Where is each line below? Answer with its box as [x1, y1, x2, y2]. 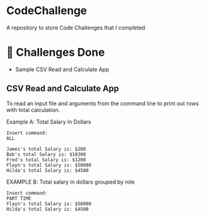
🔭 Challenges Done [6, 45, 105, 59]
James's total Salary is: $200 [6, 146, 86, 152]
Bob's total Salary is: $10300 [6, 151, 86, 157]
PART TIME [6, 195, 32, 201]
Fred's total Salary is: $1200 [6, 157, 86, 163]
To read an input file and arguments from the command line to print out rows [6, 99, 199, 107]
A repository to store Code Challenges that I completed [6, 24, 146, 31]
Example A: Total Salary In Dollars [6, 118, 92, 126]
